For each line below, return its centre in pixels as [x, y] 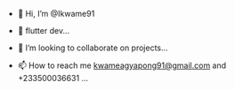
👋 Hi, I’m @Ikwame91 [56, 14]
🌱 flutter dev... [43, 30]
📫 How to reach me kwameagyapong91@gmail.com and [122, 65]
